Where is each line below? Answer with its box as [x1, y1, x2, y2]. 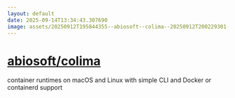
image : [7, 23, 27, 30]
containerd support [7, 83, 63, 92]
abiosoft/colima [7, 53, 101, 69]
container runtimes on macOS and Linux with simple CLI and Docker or [7, 76, 212, 84]
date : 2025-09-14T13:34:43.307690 [7, 17, 108, 24]
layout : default [7, 10, 55, 17]
